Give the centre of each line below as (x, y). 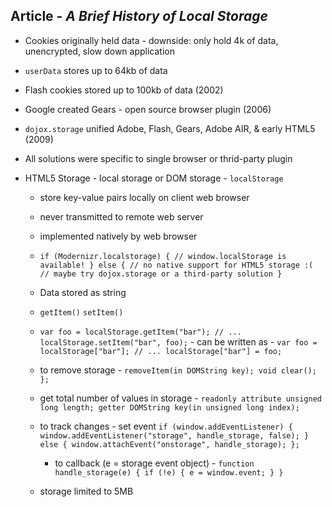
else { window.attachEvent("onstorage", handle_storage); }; (169, 444)
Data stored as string (83, 292)
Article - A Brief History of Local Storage (139, 16)
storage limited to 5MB (86, 491)
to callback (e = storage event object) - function (154, 463)
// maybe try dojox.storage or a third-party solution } (161, 274)
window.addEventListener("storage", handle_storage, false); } (174, 435)
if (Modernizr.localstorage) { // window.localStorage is (163, 256)
